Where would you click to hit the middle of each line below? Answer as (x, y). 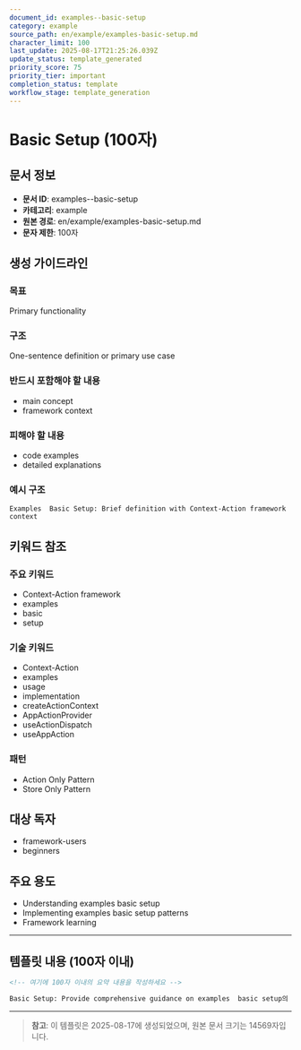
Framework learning (59, 923)
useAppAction (48, 735)
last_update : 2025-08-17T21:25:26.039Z (84, 51)
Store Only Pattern (56, 788)
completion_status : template (64, 84)
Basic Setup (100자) (84, 139)
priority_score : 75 (46, 68)
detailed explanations (61, 465)
